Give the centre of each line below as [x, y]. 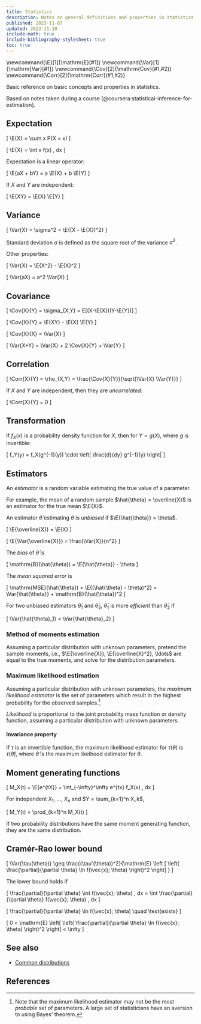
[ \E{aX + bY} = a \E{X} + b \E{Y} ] [48, 173]
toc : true [19, 46]
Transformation [36, 421]
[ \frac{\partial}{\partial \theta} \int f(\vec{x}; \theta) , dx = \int [82, 893]
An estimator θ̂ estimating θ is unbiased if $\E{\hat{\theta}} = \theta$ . [92, 518]
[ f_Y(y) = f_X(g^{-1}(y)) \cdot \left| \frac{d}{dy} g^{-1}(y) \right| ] [86, 455]
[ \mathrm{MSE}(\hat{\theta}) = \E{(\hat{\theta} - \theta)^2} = [82, 588]
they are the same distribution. [44, 830]
